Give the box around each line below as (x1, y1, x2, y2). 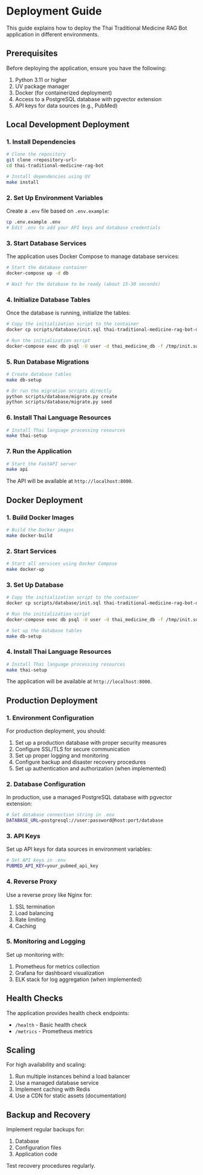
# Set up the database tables (6, 627, 83, 634)
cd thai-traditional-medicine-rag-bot (6, 162, 104, 169)
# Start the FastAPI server (6, 461, 77, 467)
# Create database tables (6, 371, 71, 377)
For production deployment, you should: (6, 727, 106, 734)
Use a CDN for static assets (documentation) (14, 1092, 127, 1099)
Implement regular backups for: (6, 1126, 85, 1133)
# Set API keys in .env (6, 857, 66, 864)
